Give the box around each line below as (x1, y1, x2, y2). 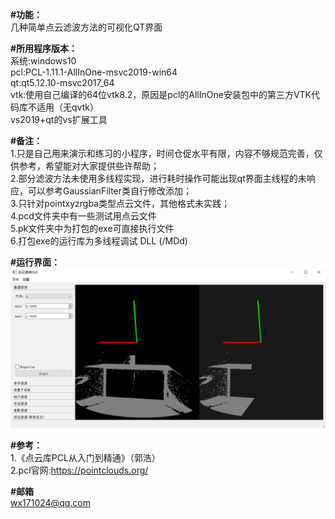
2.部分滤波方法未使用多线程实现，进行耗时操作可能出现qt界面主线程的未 (10, 173, 307, 184)
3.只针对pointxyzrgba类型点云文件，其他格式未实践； (10, 198, 231, 209)
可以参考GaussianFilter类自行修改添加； (27, 185, 193, 197)
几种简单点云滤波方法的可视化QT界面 (10, 21, 163, 33)
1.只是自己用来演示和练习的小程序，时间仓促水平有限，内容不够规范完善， (10, 148, 315, 159)
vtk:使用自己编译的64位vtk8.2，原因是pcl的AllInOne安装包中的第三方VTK (10, 89, 312, 100)
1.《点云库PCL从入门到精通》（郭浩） (10, 451, 161, 463)
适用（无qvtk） (36, 101, 99, 113)
